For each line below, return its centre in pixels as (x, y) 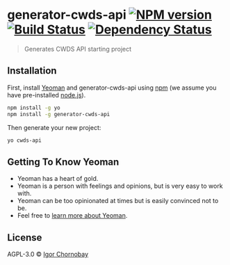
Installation (32, 71)
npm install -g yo (34, 108)
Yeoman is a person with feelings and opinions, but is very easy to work (120, 186)
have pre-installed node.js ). (47, 95)
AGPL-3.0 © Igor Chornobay (48, 254)
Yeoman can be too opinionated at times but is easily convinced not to (118, 201)
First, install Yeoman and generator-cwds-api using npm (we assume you (112, 88)
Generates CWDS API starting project (78, 49)
